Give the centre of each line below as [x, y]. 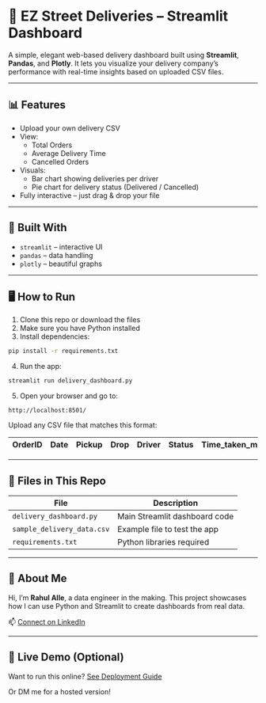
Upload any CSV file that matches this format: [83, 425]
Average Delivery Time [68, 153]
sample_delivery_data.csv [61, 529]
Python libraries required [163, 541]
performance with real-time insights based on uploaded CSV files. [116, 71]
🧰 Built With [38, 228]
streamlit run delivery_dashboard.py [70, 381]
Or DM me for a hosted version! [59, 691]
